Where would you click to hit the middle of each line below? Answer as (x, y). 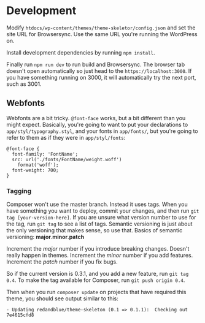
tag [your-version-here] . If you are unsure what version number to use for (101, 218)
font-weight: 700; (36, 170)
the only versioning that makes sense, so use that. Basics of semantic (95, 230)
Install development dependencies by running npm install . (81, 52)
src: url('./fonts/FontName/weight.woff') (67, 159)
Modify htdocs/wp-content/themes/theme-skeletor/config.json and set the (101, 28)
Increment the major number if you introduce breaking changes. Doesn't (98, 249)
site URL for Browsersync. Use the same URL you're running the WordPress (102, 34)
